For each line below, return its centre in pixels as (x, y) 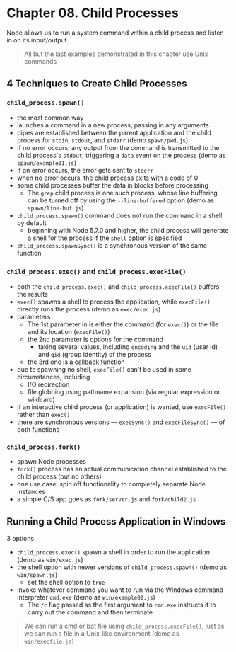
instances (31, 492)
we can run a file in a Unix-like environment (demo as (101, 634)
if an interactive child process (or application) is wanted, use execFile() (122, 407)
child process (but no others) (59, 476)
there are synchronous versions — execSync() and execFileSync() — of (121, 422)
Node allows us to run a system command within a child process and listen (115, 33)
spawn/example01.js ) (47, 162)
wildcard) (41, 399)
